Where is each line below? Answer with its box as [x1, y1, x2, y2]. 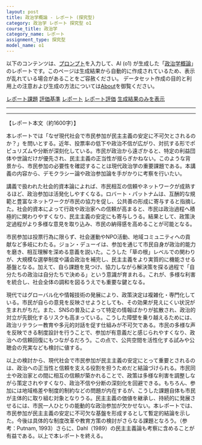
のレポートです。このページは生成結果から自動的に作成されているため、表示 [6, 67, 195, 74]
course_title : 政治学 [6, 25, 58, 32]
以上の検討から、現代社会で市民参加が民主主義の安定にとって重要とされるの [6, 356, 195, 364]
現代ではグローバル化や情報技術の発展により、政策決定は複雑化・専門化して [6, 291, 195, 298]
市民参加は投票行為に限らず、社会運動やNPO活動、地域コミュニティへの [6, 233, 186, 240]
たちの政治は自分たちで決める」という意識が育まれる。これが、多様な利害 [11, 271, 196, 278]
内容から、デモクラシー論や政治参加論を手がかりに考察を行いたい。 [16, 169, 185, 177]
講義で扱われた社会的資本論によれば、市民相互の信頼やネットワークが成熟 [6, 182, 191, 190]
